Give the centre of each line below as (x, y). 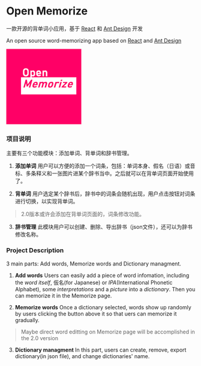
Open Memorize (47, 11)
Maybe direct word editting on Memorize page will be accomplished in (108, 332)
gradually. (27, 320)
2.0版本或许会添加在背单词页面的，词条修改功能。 (83, 214)
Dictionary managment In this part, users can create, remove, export (100, 350)
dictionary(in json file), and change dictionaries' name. (82, 356)
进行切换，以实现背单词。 (46, 201)
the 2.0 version (40, 338)
